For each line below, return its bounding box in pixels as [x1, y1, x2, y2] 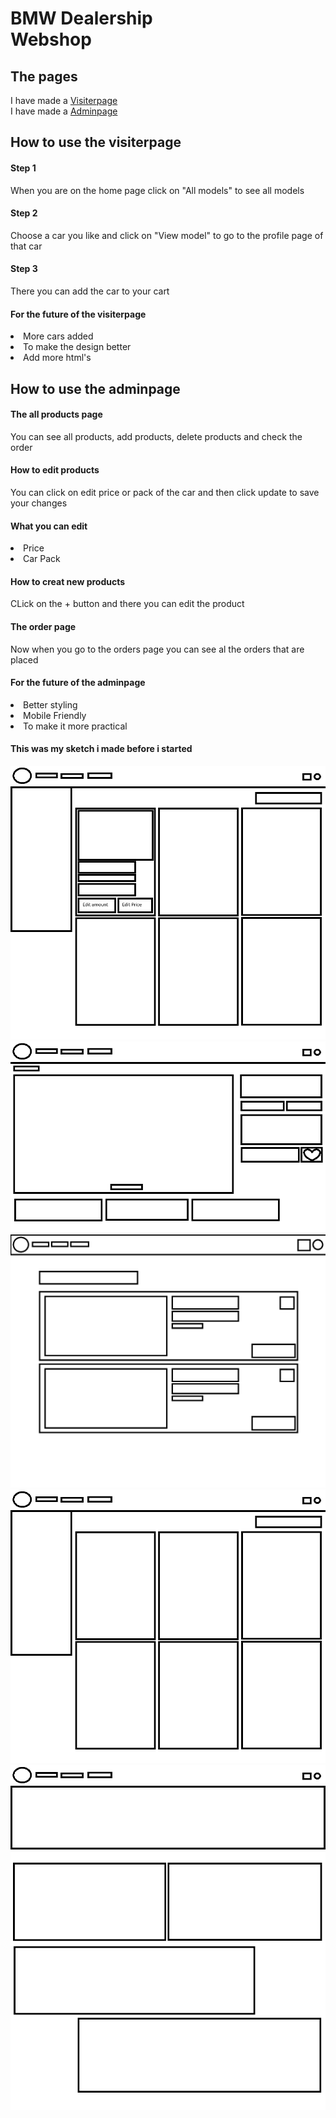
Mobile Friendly [23, 709, 87, 721]
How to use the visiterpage [10, 134, 182, 151]
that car [10, 240, 43, 252]
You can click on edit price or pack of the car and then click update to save [10, 487, 320, 498]
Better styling [23, 698, 78, 711]
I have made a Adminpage [10, 105, 118, 117]
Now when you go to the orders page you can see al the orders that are [10, 643, 305, 655]
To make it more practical [23, 720, 128, 732]
